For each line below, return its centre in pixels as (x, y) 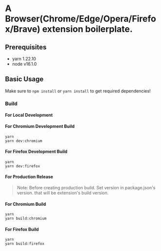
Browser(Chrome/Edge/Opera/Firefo (81, 19)
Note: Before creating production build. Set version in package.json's (86, 187)
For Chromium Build (26, 204)
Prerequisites (26, 47)
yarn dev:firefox (23, 166)
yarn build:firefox (25, 244)
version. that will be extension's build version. (63, 193)
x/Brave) (23, 29)
